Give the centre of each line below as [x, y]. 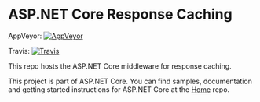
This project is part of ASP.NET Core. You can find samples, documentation [130, 81]
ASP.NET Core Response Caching [121, 14]
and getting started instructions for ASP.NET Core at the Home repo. [119, 89]
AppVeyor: [25, 36]
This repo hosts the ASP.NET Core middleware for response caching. [120, 66]
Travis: [19, 51]
